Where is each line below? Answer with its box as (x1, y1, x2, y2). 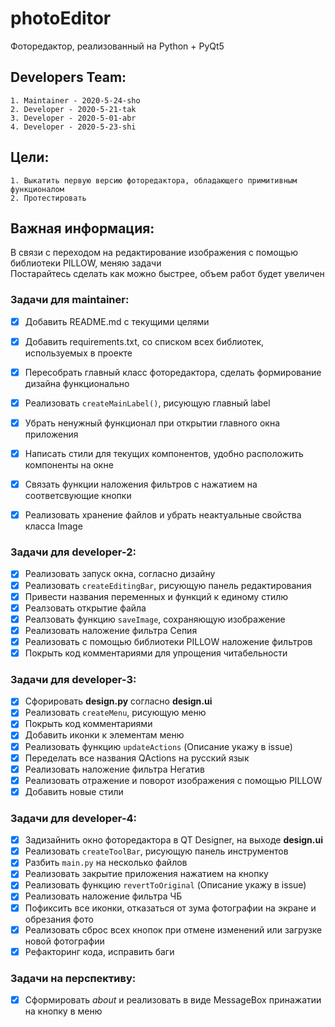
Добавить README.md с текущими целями (24, 315, 210, 327)
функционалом (10, 184, 65, 194)
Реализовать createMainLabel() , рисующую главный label (24, 397, 271, 409)
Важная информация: (10, 220, 155, 237)
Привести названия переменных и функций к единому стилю (24, 590, 289, 602)
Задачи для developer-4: (10, 811, 138, 825)
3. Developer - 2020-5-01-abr (10, 113, 137, 123)
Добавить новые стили (24, 785, 124, 797)
